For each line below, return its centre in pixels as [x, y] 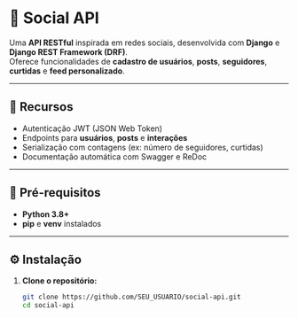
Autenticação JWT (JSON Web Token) [92, 128]
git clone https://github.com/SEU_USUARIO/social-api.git [131, 297]
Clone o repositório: [59, 281]
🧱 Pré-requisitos [55, 193]
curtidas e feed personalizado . [67, 71]
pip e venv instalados [62, 223]
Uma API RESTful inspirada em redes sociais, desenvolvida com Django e [145, 43]
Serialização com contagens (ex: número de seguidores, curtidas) [142, 147]
